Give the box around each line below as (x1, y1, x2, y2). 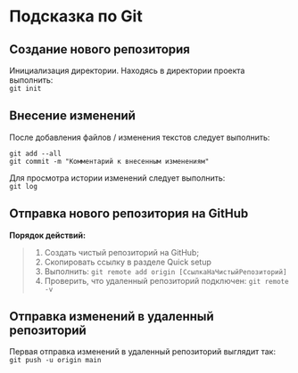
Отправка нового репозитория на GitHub (9, 207, 249, 222)
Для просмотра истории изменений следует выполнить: (9, 172, 226, 183)
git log (9, 182, 38, 191)
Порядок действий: (9, 230, 87, 240)
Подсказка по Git (9, 6, 143, 27)
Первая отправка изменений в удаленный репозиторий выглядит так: (9, 346, 277, 357)
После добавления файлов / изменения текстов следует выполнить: (9, 132, 270, 142)
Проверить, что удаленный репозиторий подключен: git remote (44, 275, 289, 286)
